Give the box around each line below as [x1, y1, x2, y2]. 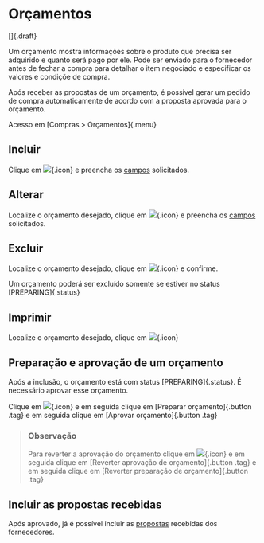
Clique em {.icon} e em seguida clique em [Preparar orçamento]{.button [8, 402, 252, 411]
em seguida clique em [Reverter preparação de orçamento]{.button [27, 467, 249, 476]
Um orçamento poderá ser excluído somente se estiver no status [8, 279, 220, 289]
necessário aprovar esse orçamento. [8, 385, 129, 395]
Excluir [8, 241, 44, 255]
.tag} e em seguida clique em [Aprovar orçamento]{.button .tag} [8, 411, 218, 420]
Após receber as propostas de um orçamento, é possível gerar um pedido [8, 87, 250, 96]
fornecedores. [8, 527, 55, 537]
